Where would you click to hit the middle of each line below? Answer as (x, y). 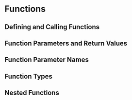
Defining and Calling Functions (52, 27)
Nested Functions (32, 93)
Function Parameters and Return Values (66, 43)
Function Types (29, 76)
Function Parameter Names (47, 60)
